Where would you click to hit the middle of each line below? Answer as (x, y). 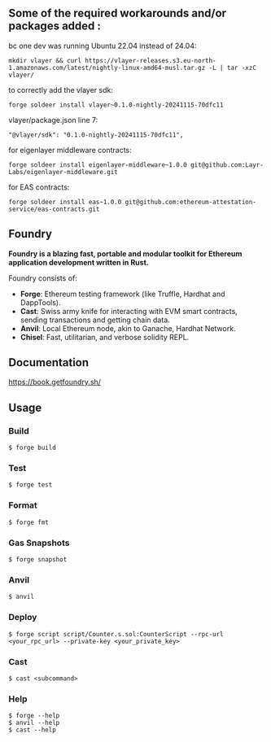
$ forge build (33, 448)
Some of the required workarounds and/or (117, 13)
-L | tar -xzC (232, 68)
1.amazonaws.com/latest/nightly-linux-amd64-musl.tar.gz (107, 68)
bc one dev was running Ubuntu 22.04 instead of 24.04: (103, 46)
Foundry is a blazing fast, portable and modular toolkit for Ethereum (125, 253)
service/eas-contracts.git (54, 209)
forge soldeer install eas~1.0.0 (65, 202)
